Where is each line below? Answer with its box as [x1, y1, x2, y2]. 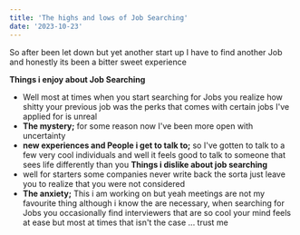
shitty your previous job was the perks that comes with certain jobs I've [22, 101, 290, 112]
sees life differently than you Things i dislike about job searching [22, 159, 268, 170]
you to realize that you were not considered [22, 178, 186, 189]
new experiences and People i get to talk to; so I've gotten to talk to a [22, 140, 285, 151]
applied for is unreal [22, 111, 98, 122]
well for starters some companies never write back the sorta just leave [22, 169, 285, 180]
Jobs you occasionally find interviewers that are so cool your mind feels [22, 207, 292, 218]
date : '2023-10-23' [9, 22, 83, 31]
